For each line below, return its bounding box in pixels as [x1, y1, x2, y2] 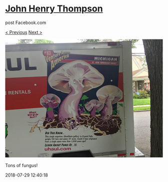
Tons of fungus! [5, 162, 38, 168]
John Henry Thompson [5, 3, 103, 14]
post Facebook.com [5, 19, 46, 25]
